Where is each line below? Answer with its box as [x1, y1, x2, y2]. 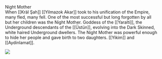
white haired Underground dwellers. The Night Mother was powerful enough [5, 30, 157, 35]
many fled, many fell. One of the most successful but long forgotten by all [5, 14, 151, 20]
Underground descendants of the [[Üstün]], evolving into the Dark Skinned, [5, 24, 155, 30]
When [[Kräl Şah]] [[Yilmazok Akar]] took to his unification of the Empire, [5, 9, 150, 15]
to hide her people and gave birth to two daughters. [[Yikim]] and [5, 35, 134, 40]
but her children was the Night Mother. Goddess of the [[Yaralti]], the [5, 19, 143, 25]
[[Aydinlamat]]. [5, 40, 35, 45]
